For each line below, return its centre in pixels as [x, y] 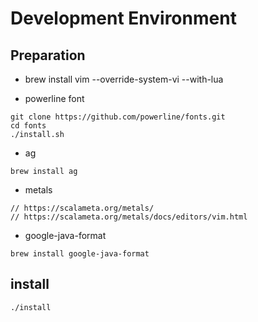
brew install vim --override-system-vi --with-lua [124, 79]
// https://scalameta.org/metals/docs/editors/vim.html [129, 217]
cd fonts [28, 126]
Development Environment [123, 18]
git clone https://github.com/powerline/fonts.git [118, 117]
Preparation [48, 55]
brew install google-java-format [80, 254]
